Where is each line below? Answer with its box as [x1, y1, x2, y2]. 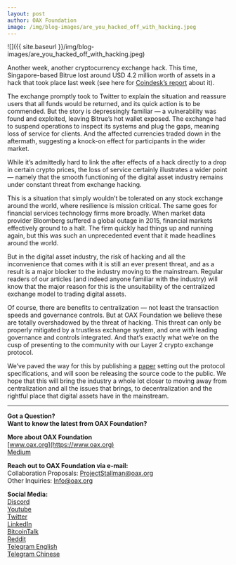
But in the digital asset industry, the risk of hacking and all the [7, 252, 186, 261]
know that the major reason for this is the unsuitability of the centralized [7, 282, 216, 291]
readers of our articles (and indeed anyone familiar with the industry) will [7, 275, 218, 283]
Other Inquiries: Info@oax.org [7, 476, 93, 485]
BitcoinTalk [7, 528, 39, 536]
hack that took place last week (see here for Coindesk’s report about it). [7, 79, 215, 87]
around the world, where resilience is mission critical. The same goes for [7, 202, 218, 210]
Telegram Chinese [7, 550, 60, 559]
